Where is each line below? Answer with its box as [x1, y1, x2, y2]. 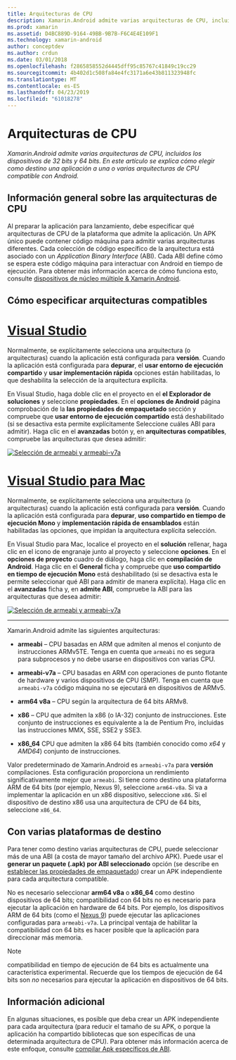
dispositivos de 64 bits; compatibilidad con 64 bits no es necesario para [7, 896, 216, 904]
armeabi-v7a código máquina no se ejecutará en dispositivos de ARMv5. [17, 684, 226, 692]
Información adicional [7, 996, 105, 1008]
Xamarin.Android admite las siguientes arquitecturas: [7, 627, 160, 635]
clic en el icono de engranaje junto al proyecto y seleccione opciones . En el [7, 548, 226, 556]
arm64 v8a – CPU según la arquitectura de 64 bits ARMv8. [17, 697, 188, 705]
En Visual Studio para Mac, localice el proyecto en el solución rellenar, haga [7, 540, 228, 548]
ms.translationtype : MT [7, 75, 77, 83]
